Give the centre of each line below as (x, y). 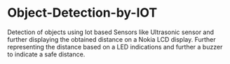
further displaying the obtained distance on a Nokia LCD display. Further (111, 39)
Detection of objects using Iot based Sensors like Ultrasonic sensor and (111, 32)
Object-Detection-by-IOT (82, 13)
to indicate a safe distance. (46, 54)
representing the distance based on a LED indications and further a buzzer (115, 47)
